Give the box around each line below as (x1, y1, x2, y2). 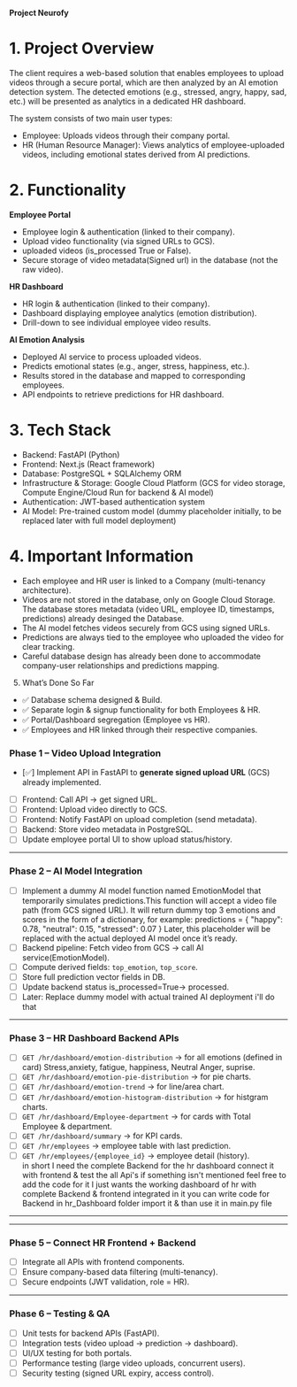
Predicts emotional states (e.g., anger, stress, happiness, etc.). (21, 360, 250, 371)
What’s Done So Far (21, 677, 95, 688)
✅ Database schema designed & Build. (21, 694, 163, 705)
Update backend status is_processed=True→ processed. (21, 982, 230, 992)
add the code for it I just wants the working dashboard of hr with (21, 1179, 256, 1190)
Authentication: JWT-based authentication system (21, 496, 205, 507)
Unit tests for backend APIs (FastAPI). (21, 1328, 160, 1338)
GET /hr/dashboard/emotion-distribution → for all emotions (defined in (21, 1052, 283, 1063)
